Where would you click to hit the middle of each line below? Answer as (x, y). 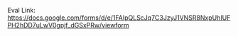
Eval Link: (21, 10)
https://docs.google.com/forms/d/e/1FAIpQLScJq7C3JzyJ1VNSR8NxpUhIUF (119, 18)
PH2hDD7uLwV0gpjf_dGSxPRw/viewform (68, 25)
